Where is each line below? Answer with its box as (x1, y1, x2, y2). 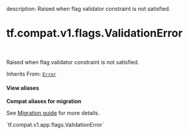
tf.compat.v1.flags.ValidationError (6, 27, 183, 40)
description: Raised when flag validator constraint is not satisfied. (6, 5, 171, 12)
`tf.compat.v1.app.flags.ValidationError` (6, 121, 104, 129)
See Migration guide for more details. (6, 109, 100, 117)
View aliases (6, 84, 40, 92)
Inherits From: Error (6, 70, 57, 78)
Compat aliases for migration (6, 98, 82, 105)
